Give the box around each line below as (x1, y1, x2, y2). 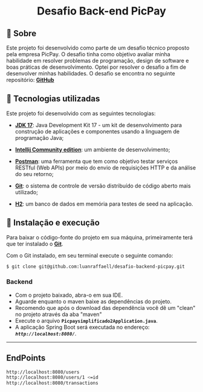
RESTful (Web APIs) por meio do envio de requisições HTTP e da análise (14, 164, 196, 171)
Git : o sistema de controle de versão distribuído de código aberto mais (14, 182, 192, 189)
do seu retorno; (14, 170, 54, 177)
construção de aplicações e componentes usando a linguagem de (14, 128, 180, 135)
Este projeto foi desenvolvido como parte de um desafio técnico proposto (6, 44, 190, 51)
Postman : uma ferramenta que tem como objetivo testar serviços (14, 157, 178, 165)
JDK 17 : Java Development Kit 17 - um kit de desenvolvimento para (14, 121, 182, 128)
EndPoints (6, 353, 46, 363)
